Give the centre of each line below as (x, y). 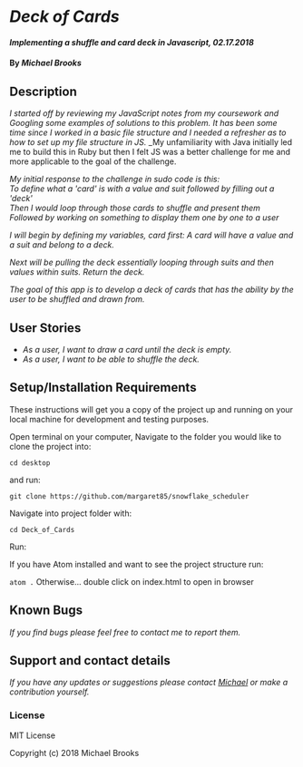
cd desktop (30, 463)
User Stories (45, 328)
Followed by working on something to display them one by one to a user (144, 218)
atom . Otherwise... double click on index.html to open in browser (132, 581)
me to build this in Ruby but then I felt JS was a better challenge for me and (150, 152)
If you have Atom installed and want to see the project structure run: (137, 564)
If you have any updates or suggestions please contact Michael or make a (149, 683)
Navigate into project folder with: (71, 513)
